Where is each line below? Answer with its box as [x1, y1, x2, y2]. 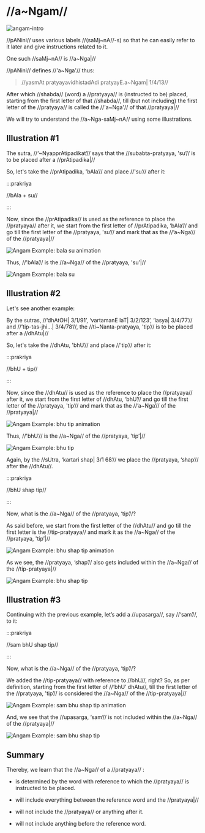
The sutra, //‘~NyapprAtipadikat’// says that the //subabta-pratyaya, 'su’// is [6, 149, 196, 157]
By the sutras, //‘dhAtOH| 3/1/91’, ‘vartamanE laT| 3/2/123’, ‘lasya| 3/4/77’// [6, 316, 193, 324]
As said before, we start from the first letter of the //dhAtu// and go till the [6, 522, 192, 529]
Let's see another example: [6, 305, 75, 312]
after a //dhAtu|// [6, 329, 49, 337]
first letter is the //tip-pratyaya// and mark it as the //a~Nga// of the [6, 528, 176, 536]
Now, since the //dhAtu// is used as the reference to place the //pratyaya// [6, 389, 193, 396]
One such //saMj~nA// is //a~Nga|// [6, 55, 96, 62]
